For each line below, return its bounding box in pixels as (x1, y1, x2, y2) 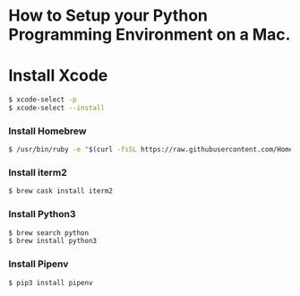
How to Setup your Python (8, 5, 208, 26)
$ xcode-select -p (8, 95, 77, 104)
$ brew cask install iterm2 (8, 187, 114, 196)
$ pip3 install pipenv (8, 278, 93, 287)
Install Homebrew (8, 125, 87, 137)
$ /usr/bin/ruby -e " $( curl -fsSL (8, 145, 138, 154)
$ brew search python (8, 228, 90, 238)
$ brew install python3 (8, 237, 98, 246)
